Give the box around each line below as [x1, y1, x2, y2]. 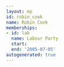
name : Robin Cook [6, 19, 48, 25]
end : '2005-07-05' [11, 47, 56, 52]
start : [11, 41, 27, 47]
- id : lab [6, 30, 30, 36]
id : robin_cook [6, 14, 43, 20]
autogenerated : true [6, 52, 56, 58]
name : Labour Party [11, 36, 59, 41]
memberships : [6, 24, 38, 31]
